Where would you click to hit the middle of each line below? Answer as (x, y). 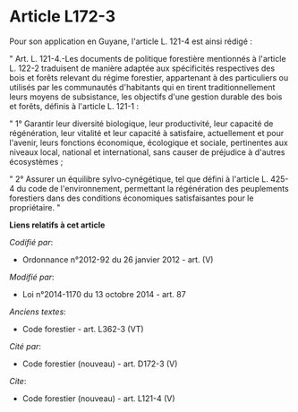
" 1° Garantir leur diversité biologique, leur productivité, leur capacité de (141, 124)
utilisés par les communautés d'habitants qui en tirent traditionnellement (142, 87)
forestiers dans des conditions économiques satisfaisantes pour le (132, 198)
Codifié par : (31, 242)
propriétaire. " (35, 207)
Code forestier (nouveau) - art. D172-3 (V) (100, 364)
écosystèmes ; (36, 161)
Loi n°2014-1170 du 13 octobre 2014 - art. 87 (104, 294)
